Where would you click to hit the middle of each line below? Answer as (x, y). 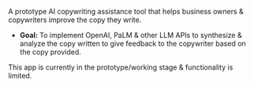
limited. (20, 76)
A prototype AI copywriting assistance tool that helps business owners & (126, 11)
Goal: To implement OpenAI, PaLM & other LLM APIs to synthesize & (131, 35)
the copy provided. (50, 52)
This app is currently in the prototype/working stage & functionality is (121, 67)
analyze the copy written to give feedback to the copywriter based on (133, 43)
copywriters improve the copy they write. (75, 20)
